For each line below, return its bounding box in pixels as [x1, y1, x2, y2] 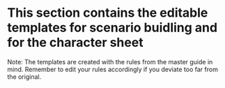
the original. [7, 72, 42, 81]
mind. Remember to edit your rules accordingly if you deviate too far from [7, 65, 218, 73]
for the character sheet [7, 35, 144, 50]
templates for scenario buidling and [7, 20, 218, 36]
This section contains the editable [7, 5, 208, 21]
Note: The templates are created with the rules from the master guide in [7, 57, 213, 66]
